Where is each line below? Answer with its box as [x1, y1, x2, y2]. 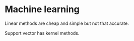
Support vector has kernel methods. [5, 30, 80, 36]
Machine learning [5, 4, 80, 15]
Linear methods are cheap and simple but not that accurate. [5, 20, 129, 26]
